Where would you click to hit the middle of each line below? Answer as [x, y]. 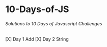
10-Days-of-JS [37, 9]
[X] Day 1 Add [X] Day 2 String [37, 39]
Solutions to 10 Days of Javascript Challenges [54, 23]
